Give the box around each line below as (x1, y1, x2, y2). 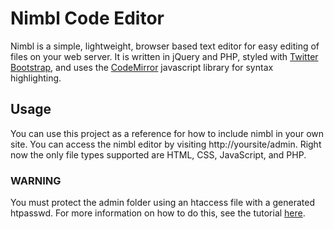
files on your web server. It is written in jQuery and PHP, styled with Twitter (10, 50, 319, 62)
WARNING (10, 173, 62, 187)
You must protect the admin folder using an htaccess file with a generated (10, 197, 315, 209)
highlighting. (10, 72, 62, 84)
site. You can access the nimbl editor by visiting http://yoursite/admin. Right (10, 138, 322, 150)
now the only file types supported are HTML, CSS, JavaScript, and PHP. (10, 148, 307, 161)
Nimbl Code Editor (10, 7, 165, 30)
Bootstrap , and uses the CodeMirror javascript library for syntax (10, 61, 274, 73)
